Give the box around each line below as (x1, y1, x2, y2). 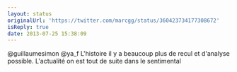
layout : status (7, 10, 52, 18)
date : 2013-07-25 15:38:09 (7, 30, 87, 37)
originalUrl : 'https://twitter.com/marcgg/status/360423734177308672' (7, 17, 220, 24)
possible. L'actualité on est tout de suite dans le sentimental (7, 57, 182, 66)
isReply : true (7, 23, 50, 30)
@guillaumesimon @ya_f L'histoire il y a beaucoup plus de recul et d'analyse (7, 49, 230, 58)
